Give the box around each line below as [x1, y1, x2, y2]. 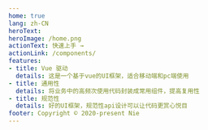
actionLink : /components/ [8, 49, 96, 57]
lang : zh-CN [8, 19, 49, 27]
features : [8, 57, 42, 65]
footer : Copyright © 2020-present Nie [8, 110, 140, 118]
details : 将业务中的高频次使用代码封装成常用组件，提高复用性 [15, 86, 201, 95]
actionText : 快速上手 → [8, 42, 84, 50]
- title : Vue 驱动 [8, 65, 68, 73]
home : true [8, 11, 45, 20]
